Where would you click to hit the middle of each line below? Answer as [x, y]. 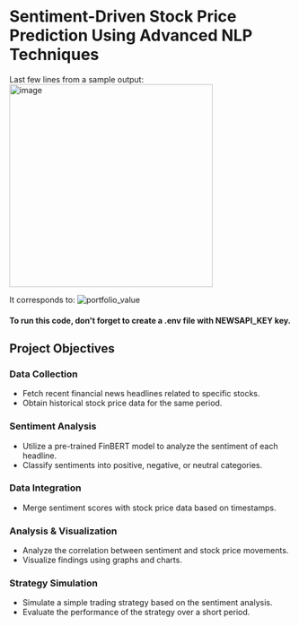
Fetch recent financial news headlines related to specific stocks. [141, 394]
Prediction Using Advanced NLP [131, 35]
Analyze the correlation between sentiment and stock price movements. [155, 551]
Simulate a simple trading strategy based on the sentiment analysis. [147, 603]
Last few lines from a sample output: [77, 79]
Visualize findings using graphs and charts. [102, 560]
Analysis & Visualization [63, 531]
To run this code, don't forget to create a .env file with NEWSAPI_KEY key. [150, 320]
